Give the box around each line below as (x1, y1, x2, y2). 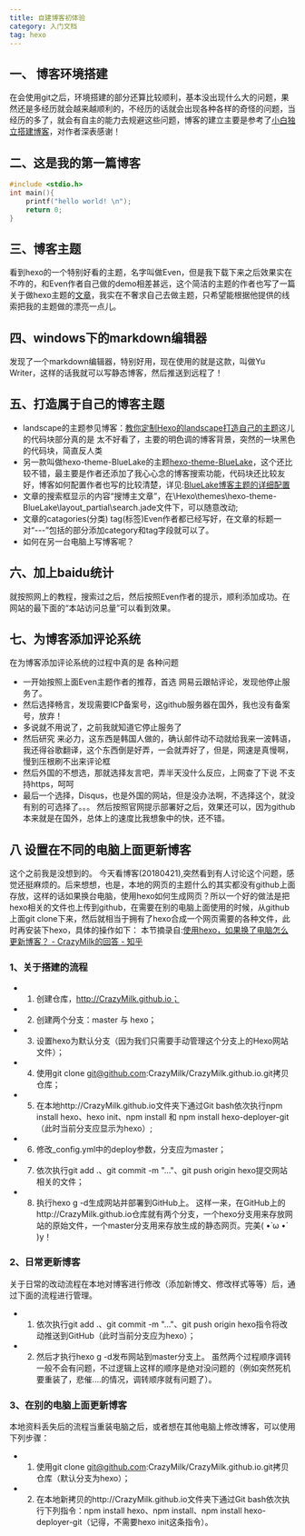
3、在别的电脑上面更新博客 (9, 1399, 127, 1411)
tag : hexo (9, 30, 47, 39)
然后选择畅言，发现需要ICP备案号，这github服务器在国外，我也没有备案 (22, 699, 290, 710)
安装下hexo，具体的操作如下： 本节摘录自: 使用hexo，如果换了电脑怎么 (25, 924, 289, 936)
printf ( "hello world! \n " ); (25, 196, 132, 205)
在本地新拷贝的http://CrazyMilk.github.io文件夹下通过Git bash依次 (35, 1494, 282, 1505)
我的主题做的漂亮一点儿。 (25, 301, 121, 312)
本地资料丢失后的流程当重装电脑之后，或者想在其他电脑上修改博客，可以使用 (9, 1421, 296, 1432)
